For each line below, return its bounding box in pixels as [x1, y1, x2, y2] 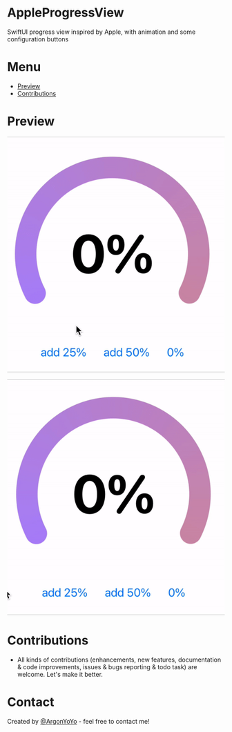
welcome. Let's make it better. [17, 670, 104, 678]
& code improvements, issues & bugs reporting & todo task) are [17, 662, 197, 671]
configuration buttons [7, 34, 69, 43]
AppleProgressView [7, 5, 124, 21]
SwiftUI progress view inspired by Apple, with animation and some [7, 28, 196, 36]
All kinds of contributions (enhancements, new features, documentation [17, 655, 222, 664]
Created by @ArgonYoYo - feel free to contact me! [7, 717, 150, 725]
